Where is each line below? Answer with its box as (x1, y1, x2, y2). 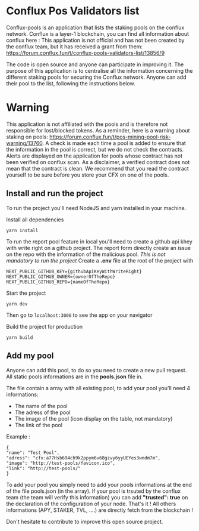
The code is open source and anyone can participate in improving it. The (6, 61, 184, 68)
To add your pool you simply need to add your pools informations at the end (6, 481, 192, 488)
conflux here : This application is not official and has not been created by (6, 36, 185, 44)
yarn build (6, 334, 33, 341)
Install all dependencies (6, 216, 64, 223)
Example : (6, 433, 31, 440)
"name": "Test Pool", (6, 449, 60, 456)
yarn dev (6, 301, 28, 307)
